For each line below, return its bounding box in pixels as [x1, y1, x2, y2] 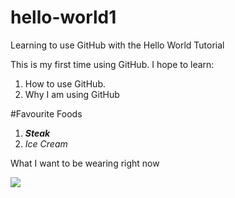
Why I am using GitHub [24, 88, 120, 100]
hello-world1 [10, 6, 117, 29]
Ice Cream [24, 137, 68, 150]
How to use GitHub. [24, 77, 106, 90]
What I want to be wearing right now [10, 157, 160, 169]
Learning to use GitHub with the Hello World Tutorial [10, 39, 225, 51]
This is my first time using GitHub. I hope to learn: [10, 58, 215, 70]
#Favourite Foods [10, 107, 83, 120]
